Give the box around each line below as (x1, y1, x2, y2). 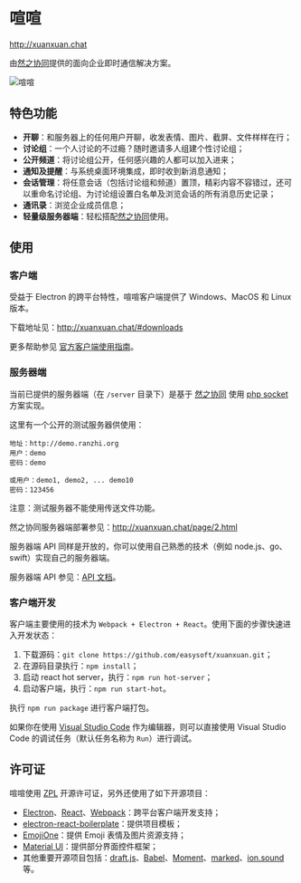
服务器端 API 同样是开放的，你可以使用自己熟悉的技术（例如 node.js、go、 (9, 541, 287, 552)
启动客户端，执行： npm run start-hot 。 (22, 683, 172, 694)
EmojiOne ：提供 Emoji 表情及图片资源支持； (22, 830, 187, 840)
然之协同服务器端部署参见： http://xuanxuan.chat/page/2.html (9, 522, 238, 533)
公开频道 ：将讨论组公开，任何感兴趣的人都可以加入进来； (22, 154, 237, 165)
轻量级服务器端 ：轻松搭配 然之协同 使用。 (22, 210, 174, 222)
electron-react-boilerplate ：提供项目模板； (22, 818, 183, 829)
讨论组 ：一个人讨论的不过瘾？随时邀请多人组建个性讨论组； (22, 142, 245, 154)
